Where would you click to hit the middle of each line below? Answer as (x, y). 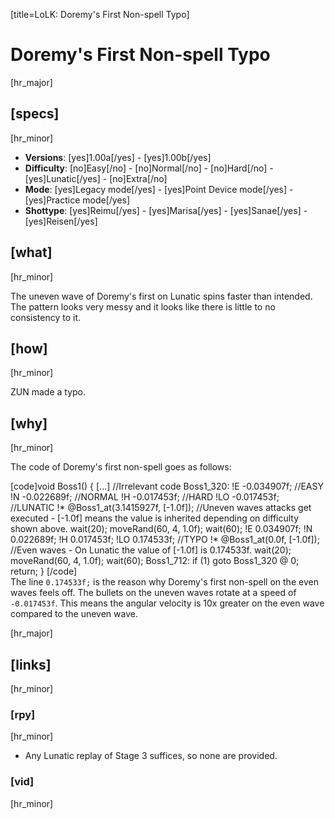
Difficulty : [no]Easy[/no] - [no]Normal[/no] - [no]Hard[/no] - (149, 168)
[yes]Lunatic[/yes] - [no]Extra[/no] (96, 178)
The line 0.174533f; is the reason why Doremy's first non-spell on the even (164, 582)
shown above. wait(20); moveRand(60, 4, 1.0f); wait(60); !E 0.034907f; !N (161, 529)
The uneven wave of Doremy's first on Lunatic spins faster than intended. (161, 296)
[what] (31, 252)
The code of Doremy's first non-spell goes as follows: (121, 467)
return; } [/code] (44, 571)
